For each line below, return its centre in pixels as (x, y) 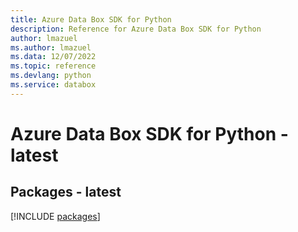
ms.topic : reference (53, 66)
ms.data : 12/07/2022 (53, 57)
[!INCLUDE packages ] (55, 216)
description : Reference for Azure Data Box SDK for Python (136, 29)
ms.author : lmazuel (51, 47)
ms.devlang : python (51, 76)
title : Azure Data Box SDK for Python (91, 19)
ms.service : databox (53, 85)
